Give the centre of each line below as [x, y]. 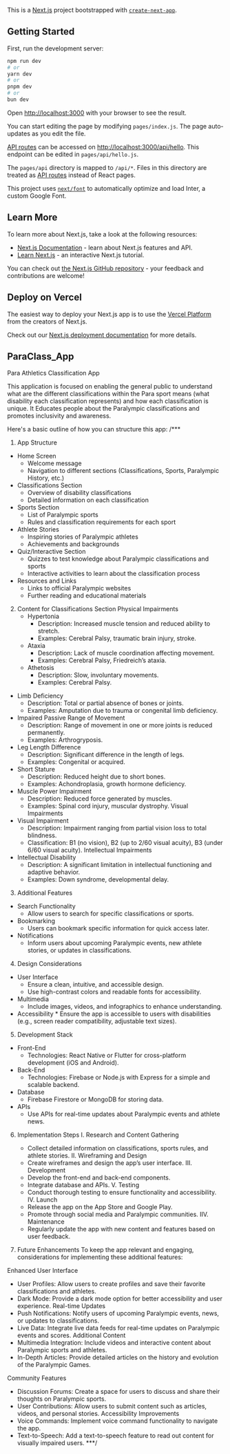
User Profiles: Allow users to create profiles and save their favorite [111, 1284]
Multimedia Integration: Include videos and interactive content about [114, 1343]
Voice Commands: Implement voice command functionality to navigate [117, 1421]
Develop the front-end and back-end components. [99, 1177]
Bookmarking [36, 921]
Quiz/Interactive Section [51, 552]
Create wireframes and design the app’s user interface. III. [110, 1163]
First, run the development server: [55, 48]
